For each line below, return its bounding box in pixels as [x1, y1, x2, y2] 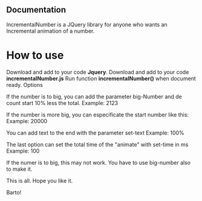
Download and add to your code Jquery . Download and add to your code [6, 68, 189, 75]
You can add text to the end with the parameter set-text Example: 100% [6, 129, 184, 136]
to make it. [6, 165, 33, 173]
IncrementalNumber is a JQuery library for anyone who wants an [6, 21, 168, 28]
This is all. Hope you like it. [6, 177, 73, 184]
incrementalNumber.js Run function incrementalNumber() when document [6, 75, 197, 82]
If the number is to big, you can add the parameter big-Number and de [6, 93, 183, 100]
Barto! [6, 188, 22, 196]
